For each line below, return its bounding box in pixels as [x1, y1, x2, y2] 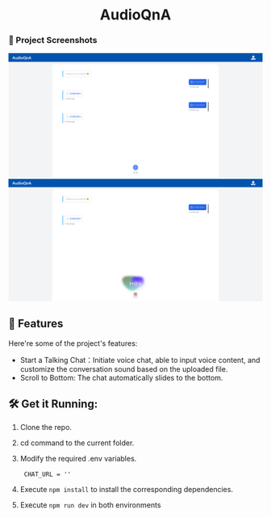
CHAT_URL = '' [23, 470, 72, 478]
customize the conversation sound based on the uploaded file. [19, 364, 228, 373]
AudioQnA [99, 6, 172, 24]
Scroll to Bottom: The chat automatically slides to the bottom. [19, 373, 223, 382]
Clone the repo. [19, 423, 73, 432]
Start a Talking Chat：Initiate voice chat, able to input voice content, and [19, 355, 261, 364]
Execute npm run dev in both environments [19, 500, 161, 510]
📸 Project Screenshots [8, 35, 98, 46]
